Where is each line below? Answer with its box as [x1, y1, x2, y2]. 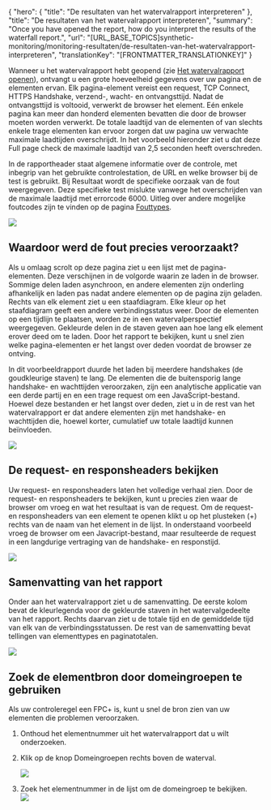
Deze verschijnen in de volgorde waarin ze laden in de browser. [47, 271, 259, 281]
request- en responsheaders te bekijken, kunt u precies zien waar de [8, 493, 239, 503]
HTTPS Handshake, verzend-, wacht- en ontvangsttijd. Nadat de [8, 92, 224, 101]
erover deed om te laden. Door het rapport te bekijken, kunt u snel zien [8, 331, 244, 341]
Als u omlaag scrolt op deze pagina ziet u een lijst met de [8, 262, 199, 272]
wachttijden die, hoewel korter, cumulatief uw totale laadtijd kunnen [8, 416, 234, 425]
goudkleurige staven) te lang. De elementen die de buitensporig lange [8, 373, 241, 382]
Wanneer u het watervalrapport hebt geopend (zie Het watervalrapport [8, 66, 245, 75]
